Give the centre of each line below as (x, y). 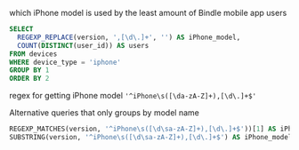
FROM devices (33, 54)
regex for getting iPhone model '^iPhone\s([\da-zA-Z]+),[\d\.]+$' (133, 96)
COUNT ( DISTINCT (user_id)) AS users (83, 45)
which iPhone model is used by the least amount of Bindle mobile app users (148, 13)
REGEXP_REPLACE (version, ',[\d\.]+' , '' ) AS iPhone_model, (129, 37)
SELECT (21, 29)
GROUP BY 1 (29, 70)
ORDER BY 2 (29, 79)
